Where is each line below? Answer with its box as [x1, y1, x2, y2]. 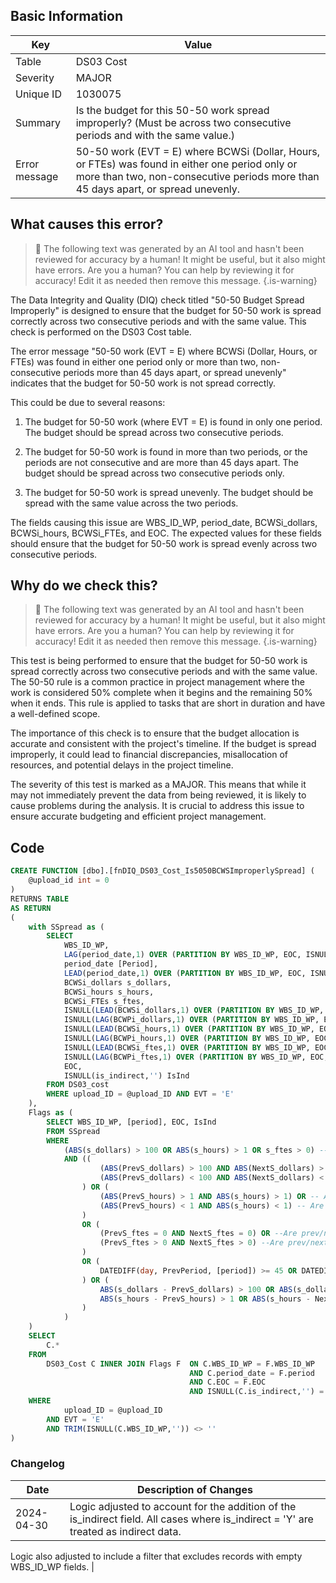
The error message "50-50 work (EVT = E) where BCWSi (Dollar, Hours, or [10, 345, 318, 357]
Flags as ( [28, 1108, 74, 1118]
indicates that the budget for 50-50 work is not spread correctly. [10, 377, 277, 389]
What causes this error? [10, 216, 164, 233]
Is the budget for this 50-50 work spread [75, 103, 270, 117]
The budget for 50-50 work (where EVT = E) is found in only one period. [24, 415, 323, 428]
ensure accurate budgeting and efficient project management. [10, 810, 267, 823]
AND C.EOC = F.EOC [189, 1377, 267, 1388]
